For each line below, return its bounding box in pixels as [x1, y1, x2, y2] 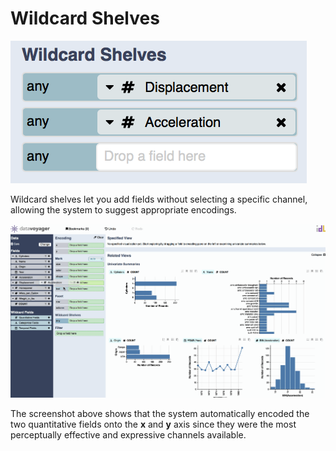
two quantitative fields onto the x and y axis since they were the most [10, 418, 297, 431]
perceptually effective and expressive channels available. [10, 429, 247, 441]
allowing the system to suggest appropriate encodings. [10, 203, 237, 216]
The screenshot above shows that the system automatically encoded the [10, 408, 310, 420]
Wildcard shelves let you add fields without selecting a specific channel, [10, 193, 308, 205]
